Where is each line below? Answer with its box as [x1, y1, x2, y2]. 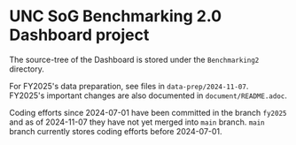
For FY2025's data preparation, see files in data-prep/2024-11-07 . [9, 80, 249, 91]
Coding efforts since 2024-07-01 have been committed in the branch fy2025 [9, 107, 287, 118]
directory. [9, 64, 44, 74]
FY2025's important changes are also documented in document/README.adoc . [9, 90, 288, 101]
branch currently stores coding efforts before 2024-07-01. [9, 126, 223, 136]
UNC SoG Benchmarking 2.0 [9, 6, 222, 27]
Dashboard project [9, 25, 150, 45]
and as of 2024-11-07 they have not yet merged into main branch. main [9, 117, 266, 127]
